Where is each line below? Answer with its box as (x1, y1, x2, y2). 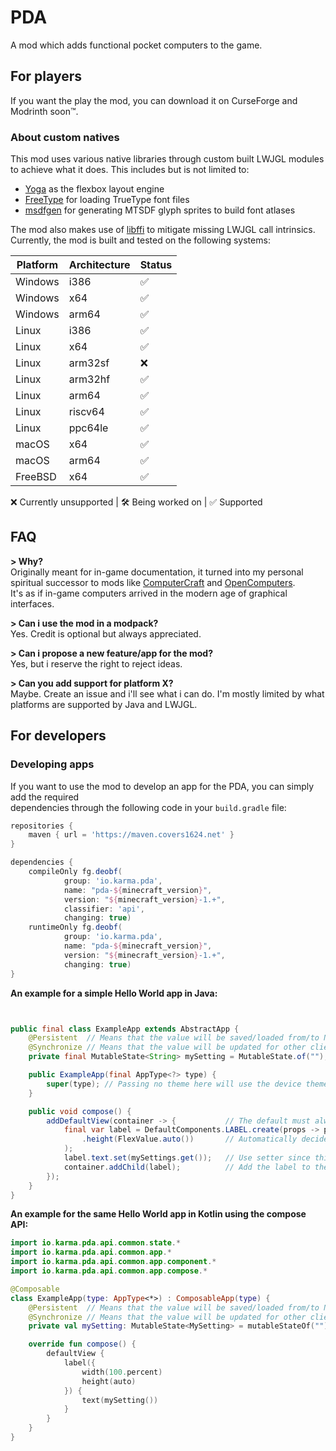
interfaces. (10, 597, 55, 610)
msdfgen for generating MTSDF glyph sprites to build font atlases (24, 204, 296, 216)
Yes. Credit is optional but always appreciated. (10, 627, 202, 640)
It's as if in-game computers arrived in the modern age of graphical (10, 587, 288, 599)
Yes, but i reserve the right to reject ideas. (10, 657, 183, 670)
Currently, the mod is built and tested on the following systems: (10, 234, 271, 246)
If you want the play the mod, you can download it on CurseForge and (10, 94, 298, 106)
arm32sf (68, 356, 110, 370)
